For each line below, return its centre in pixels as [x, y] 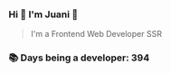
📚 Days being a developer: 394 [79, 58]
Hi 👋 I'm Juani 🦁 [43, 14]
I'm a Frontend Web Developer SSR [96, 34]
